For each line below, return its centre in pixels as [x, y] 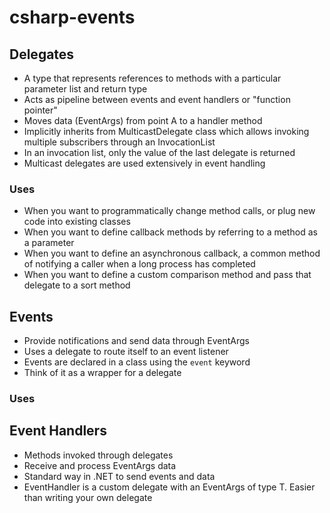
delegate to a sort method [77, 285]
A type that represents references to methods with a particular [152, 78]
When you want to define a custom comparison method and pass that [167, 275]
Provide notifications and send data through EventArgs [136, 341]
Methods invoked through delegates [98, 455]
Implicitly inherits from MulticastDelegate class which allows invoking [166, 131]
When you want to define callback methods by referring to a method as [170, 232]
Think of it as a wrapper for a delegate [102, 373]
